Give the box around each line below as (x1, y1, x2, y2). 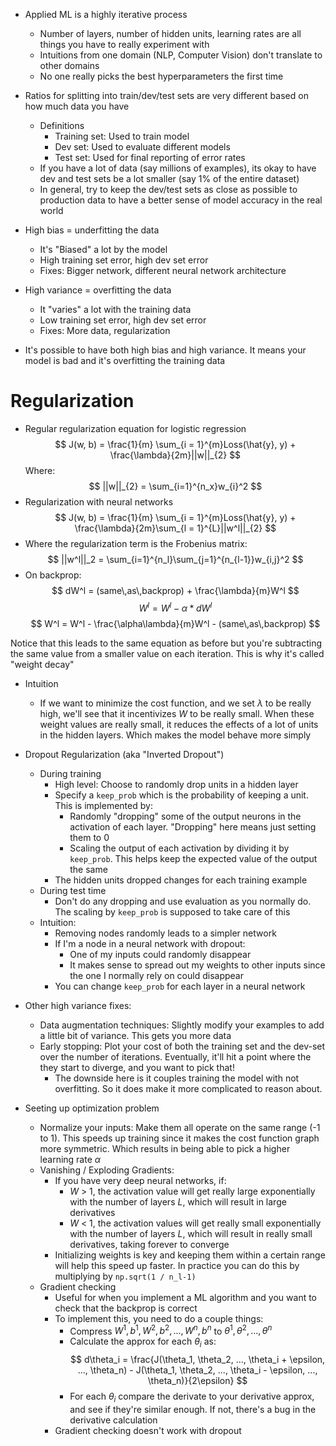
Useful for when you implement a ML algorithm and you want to (54, 1291, 318, 1303)
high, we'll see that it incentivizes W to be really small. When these (39, 707, 315, 719)
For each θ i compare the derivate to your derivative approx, (69, 1390, 315, 1404)
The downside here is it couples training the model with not (54, 1072, 300, 1084)
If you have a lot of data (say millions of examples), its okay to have (39, 162, 317, 174)
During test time (39, 884, 107, 896)
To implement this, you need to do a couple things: (54, 1312, 264, 1324)
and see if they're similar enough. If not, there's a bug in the (69, 1403, 317, 1415)
